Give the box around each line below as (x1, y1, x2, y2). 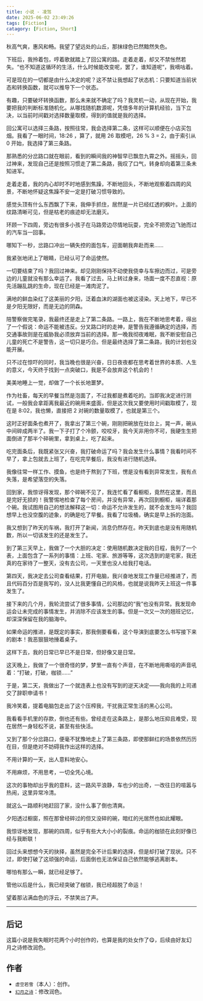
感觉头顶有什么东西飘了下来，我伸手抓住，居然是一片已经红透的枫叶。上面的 (6, 201, 197, 208)
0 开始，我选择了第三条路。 (6, 140, 75, 147)
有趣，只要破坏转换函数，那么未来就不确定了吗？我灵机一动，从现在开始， (6, 97, 192, 104)
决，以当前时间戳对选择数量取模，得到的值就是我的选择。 (6, 112, 149, 119)
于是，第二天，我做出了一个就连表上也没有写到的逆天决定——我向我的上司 (6, 682, 192, 689)
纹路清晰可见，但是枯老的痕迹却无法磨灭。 (6, 208, 112, 216)
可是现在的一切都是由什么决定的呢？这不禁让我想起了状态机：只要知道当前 (6, 76, 192, 83)
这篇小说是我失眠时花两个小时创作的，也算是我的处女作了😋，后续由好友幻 (6, 936, 192, 944)
